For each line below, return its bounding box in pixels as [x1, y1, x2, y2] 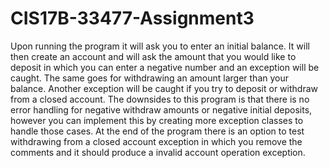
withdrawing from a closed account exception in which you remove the [10, 135, 303, 147]
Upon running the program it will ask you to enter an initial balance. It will [10, 40, 310, 52]
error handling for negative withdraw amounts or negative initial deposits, [10, 103, 313, 116]
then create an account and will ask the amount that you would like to [10, 50, 297, 62]
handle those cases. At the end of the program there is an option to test [10, 125, 305, 137]
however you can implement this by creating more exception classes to [10, 114, 304, 126]
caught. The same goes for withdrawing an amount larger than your [10, 72, 289, 84]
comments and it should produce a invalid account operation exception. [10, 146, 306, 158]
